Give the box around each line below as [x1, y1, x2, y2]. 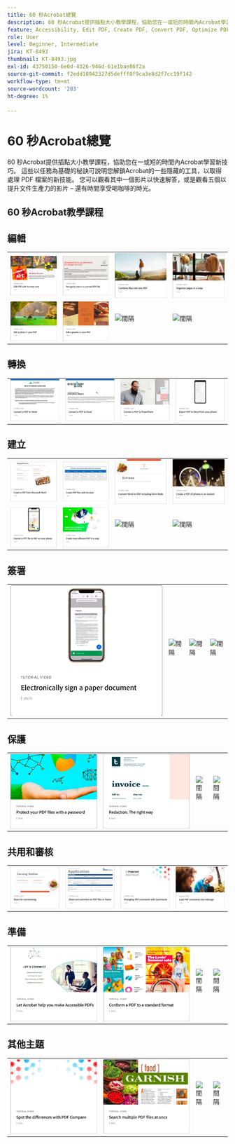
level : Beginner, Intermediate [7, 41, 99, 48]
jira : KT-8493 [7, 48, 49, 55]
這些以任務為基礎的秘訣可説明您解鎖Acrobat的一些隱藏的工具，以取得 [20, 167, 222, 175]
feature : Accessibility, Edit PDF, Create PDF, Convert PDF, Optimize [7, 26, 218, 33]
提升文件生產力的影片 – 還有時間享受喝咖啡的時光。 [7, 184, 155, 193]
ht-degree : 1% [7, 93, 49, 100]
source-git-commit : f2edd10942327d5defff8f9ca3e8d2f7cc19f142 [7, 70, 192, 77]
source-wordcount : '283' [7, 85, 80, 93]
